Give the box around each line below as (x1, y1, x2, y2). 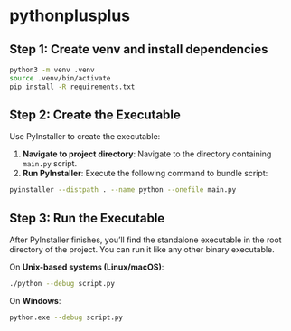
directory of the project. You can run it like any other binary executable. (9, 244, 276, 255)
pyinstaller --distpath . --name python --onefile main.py (9, 185, 237, 194)
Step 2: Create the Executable (9, 108, 181, 123)
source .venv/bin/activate (9, 73, 111, 82)
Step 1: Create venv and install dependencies (9, 42, 268, 57)
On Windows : (9, 296, 61, 306)
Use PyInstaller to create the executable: (9, 131, 161, 142)
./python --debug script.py (9, 279, 116, 288)
